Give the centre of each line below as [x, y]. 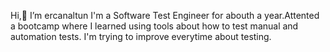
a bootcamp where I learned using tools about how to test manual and [154, 26]
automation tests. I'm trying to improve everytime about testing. [141, 36]
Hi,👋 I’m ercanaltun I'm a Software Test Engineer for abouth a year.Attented [165, 15]
